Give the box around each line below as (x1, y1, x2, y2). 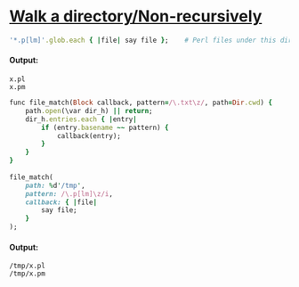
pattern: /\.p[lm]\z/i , (25, 189, 114, 198)
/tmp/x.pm (9, 269, 46, 278)
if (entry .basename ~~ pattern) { (41, 123, 169, 132)
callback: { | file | (25, 198, 98, 207)
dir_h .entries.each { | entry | (25, 114, 138, 124)
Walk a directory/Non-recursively (9, 6, 263, 27)
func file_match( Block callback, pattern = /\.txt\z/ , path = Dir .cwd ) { (9, 98, 273, 108)
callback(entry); (56, 131, 122, 140)
